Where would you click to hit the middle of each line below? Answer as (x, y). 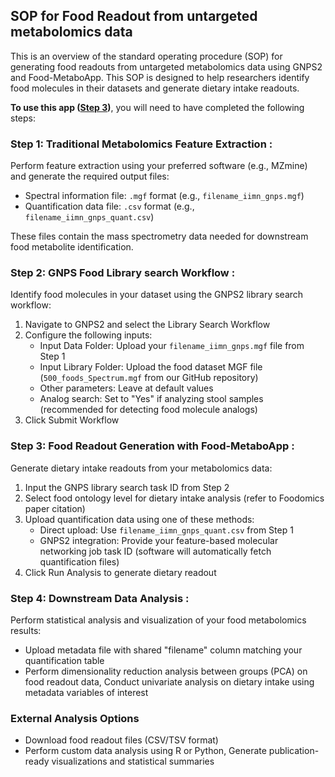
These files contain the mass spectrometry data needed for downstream (159, 236)
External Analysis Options (75, 718)
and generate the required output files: (90, 176)
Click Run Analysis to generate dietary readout (120, 572)
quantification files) (79, 561)
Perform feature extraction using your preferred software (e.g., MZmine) (159, 166)
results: (26, 630)
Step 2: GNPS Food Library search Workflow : (123, 273)
